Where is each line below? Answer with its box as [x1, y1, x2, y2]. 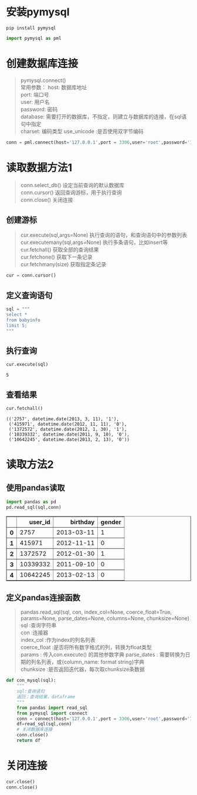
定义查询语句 [6, 290, 53, 300]
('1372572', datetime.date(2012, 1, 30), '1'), [8, 426, 127, 432]
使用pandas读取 [6, 483, 65, 493]
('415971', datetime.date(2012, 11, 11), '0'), [8, 421, 127, 427]
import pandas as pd [6, 499, 57, 505]
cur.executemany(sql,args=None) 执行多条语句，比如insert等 [20, 239, 168, 246]
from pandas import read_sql [16, 705, 88, 711]
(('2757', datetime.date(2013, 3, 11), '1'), [6, 416, 119, 422]
